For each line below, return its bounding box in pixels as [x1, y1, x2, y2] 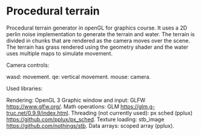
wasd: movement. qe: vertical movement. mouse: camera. [6, 73, 151, 80]
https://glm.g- [120, 102, 156, 110]
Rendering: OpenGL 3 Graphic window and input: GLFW [6, 96, 146, 104]
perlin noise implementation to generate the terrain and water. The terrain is [6, 30, 195, 37]
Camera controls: [6, 61, 50, 69]
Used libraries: [6, 84, 43, 92]
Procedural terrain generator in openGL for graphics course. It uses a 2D [6, 24, 188, 31]
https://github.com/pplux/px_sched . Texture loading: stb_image [6, 116, 165, 123]
